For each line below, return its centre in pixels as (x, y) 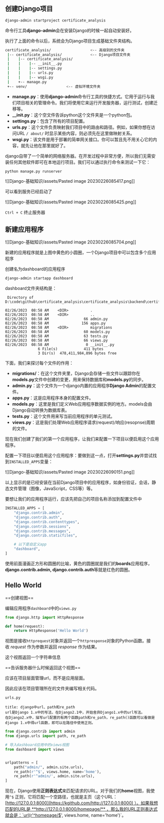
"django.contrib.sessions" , (42, 526)
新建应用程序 (24, 229)
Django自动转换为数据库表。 (41, 410)
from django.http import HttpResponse (44, 617)
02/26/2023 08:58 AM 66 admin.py (57, 319)
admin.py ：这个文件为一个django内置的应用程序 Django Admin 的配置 (82, 386)
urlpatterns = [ (21, 762)
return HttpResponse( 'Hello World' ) (51, 631)
